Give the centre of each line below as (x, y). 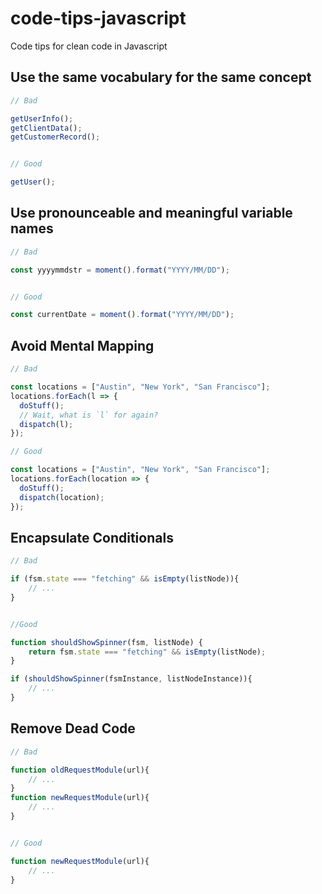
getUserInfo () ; (42, 118)
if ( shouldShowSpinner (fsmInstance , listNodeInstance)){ (131, 679)
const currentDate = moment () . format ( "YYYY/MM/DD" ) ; (122, 315)
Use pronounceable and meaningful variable (151, 213)
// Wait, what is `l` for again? (89, 415)
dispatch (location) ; (62, 497)
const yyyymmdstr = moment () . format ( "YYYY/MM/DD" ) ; (120, 270)
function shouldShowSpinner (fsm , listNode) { (106, 642)
